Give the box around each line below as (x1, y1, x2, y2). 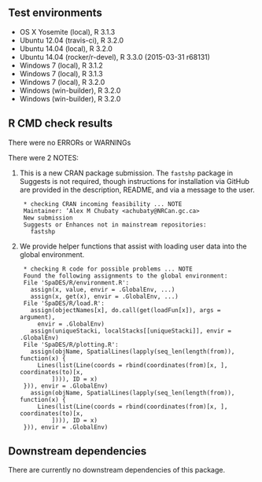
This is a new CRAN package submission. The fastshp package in (19, 168, 234, 178)
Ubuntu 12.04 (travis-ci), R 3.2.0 (19, 35, 124, 45)
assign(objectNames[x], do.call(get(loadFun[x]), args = (30, 306, 221, 314)
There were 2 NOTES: (8, 153, 79, 162)
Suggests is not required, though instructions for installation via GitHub (19, 176, 249, 186)
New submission (23, 214, 73, 222)
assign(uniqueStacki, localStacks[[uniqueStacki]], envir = (30, 326, 232, 335)
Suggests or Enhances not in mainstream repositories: (23, 220, 207, 229)
